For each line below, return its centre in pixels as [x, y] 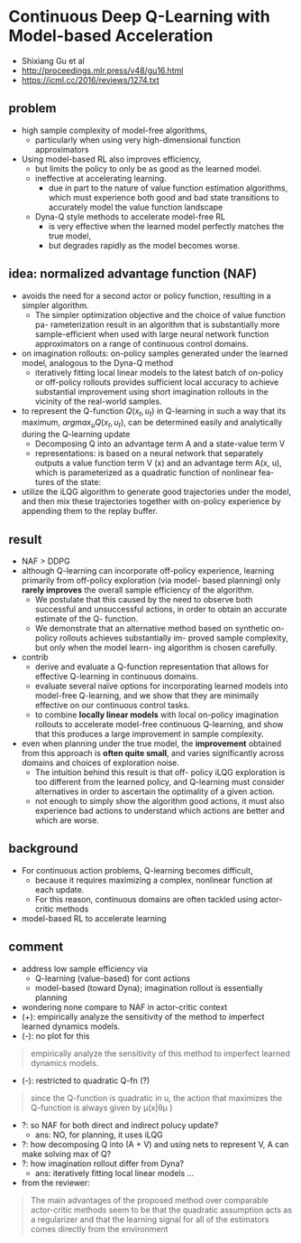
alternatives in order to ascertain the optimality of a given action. [155, 791]
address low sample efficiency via [85, 968]
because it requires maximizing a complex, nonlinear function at [154, 880]
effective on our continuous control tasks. [112, 705]
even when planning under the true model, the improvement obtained [151, 743]
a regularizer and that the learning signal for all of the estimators [150, 1219]
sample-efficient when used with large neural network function [152, 334]
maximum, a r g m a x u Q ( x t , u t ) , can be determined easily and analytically [152, 424]
